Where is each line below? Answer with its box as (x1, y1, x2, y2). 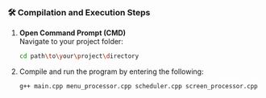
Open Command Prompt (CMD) (19, 28, 127, 38)
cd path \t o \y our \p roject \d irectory (19, 52, 139, 60)
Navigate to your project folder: (19, 37, 124, 47)
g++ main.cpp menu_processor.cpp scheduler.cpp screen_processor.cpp (19, 83, 259, 91)
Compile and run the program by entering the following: (19, 67, 204, 76)
